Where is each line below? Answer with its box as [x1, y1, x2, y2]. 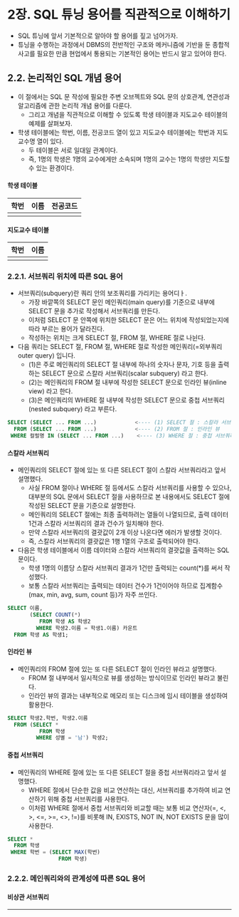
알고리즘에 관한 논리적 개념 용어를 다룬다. [17, 101, 132, 110]
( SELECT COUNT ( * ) [29, 611, 81, 618]
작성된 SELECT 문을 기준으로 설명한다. [28, 502, 136, 510]
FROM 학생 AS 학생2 [38, 618, 91, 626]
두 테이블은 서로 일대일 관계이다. [28, 145, 118, 154]
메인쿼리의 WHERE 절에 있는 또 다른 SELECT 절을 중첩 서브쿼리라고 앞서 [17, 767, 219, 777]
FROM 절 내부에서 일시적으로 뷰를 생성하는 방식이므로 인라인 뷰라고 [28, 673, 216, 682]
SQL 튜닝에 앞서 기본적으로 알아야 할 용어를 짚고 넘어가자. [17, 31, 179, 40]
